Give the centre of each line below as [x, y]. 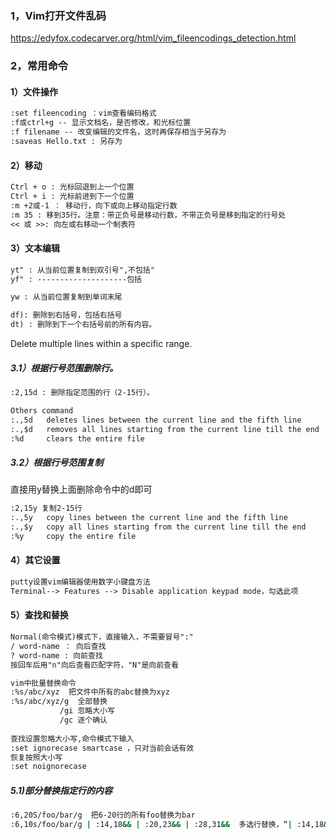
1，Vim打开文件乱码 [58, 15]
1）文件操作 [34, 91]
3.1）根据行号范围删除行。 [64, 368]
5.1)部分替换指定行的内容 [61, 790]
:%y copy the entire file [73, 537]
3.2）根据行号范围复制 [57, 463]
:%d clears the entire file [77, 438]
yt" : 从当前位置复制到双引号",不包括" [82, 270]
